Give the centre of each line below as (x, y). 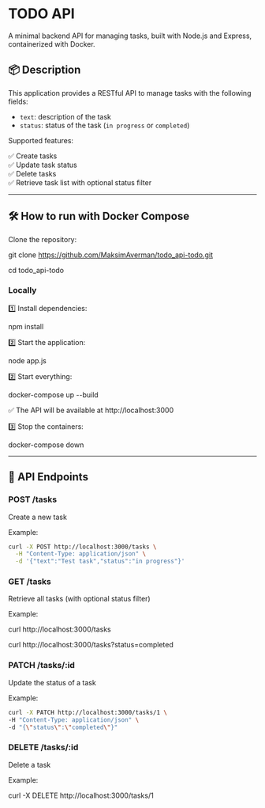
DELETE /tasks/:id (43, 747)
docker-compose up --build (53, 395)
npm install (26, 326)
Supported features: (41, 140)
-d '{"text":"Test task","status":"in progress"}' (100, 561)
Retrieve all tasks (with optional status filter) (80, 599)
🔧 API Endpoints (49, 477)
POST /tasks (33, 499)
